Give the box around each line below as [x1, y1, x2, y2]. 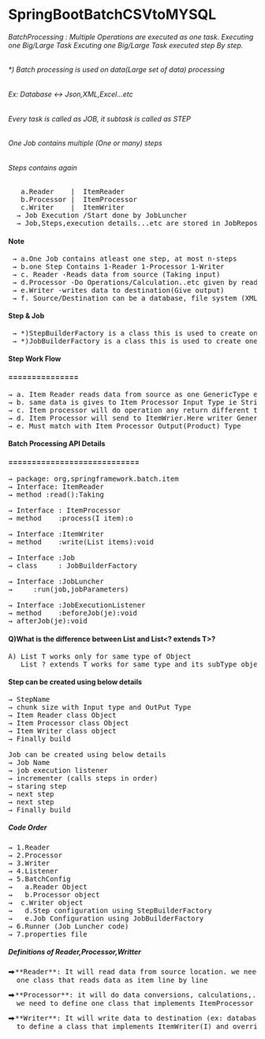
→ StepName [8, 695, 50, 703]
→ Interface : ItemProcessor [8, 506, 121, 515]
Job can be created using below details [8, 750, 167, 759]
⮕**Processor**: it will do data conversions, [8, 990, 195, 1000]
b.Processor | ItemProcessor [21, 195, 138, 204]
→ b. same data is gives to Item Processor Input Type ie [8, 397, 237, 407]
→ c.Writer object [8, 898, 84, 907]
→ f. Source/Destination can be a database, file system [12, 294, 237, 302]
